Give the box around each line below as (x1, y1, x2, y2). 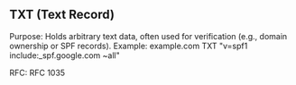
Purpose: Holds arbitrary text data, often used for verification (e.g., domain (9, 30, 288, 41)
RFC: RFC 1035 (9, 67, 66, 78)
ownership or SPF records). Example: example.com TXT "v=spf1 (9, 40, 248, 51)
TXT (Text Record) (9, 7, 116, 22)
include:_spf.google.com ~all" (9, 49, 120, 61)
